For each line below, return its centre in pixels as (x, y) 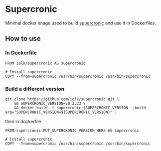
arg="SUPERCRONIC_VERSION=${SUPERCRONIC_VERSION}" (59, 112)
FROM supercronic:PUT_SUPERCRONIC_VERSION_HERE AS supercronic (72, 131)
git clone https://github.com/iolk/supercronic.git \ (62, 99)
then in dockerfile (23, 121)
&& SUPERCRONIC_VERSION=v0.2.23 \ (50, 103)
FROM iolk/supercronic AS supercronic (45, 63)
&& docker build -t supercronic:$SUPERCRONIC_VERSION (71, 108)
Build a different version (35, 89)
